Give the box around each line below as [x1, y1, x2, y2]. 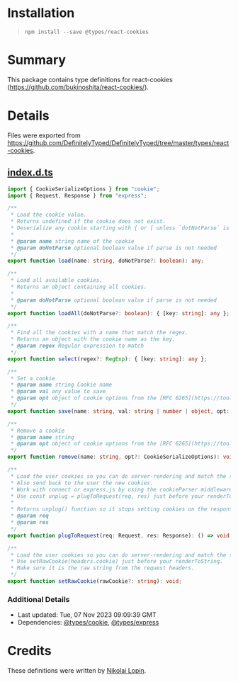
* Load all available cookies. [10, 277, 103, 284]
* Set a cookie [10, 375, 55, 382]
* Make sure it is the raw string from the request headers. [10, 564, 195, 572]
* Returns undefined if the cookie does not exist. [10, 218, 166, 225]
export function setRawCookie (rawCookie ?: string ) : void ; [7, 578, 182, 585]
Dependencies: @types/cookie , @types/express [17, 618, 159, 627]
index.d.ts [7, 166, 53, 178]
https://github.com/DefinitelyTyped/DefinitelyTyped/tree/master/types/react [7, 138, 229, 147]
